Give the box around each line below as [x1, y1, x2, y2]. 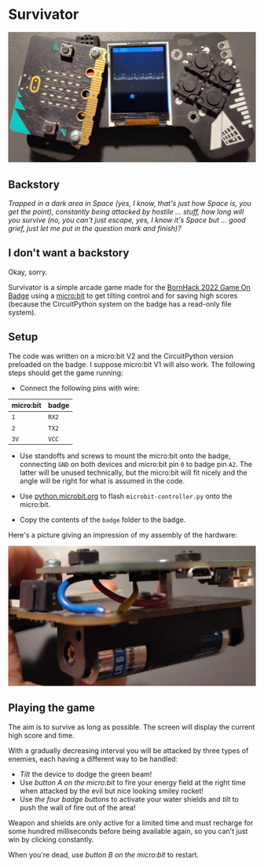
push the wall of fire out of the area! [19, 803, 136, 812]
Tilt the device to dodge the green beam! [19, 769, 152, 779]
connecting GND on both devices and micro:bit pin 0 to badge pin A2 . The [19, 460, 253, 469]
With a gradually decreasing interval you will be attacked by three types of [8, 745, 249, 755]
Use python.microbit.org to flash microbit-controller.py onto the [19, 491, 233, 501]
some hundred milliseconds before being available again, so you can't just [8, 826, 248, 836]
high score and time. [8, 730, 75, 740]
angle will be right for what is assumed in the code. [19, 476, 185, 486]
